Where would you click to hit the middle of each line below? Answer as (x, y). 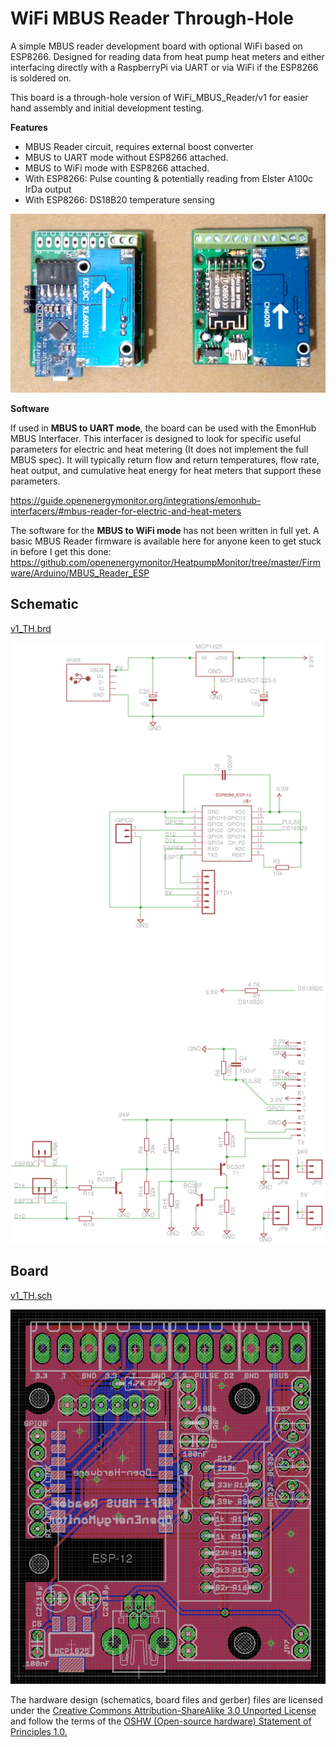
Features (29, 127)
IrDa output (48, 189)
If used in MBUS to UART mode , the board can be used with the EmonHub (163, 428)
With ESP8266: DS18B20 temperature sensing (119, 199)
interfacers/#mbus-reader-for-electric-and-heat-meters (126, 511)
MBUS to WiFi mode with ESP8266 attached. (117, 168)
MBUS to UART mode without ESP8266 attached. (126, 157)
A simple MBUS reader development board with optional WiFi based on (156, 46)
